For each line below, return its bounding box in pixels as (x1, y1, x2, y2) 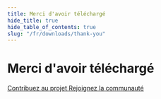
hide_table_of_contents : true (7, 23, 97, 30)
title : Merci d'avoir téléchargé (7, 10, 106, 18)
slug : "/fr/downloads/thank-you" (7, 30, 106, 37)
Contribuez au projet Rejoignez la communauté (7, 84, 144, 93)
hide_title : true (7, 17, 59, 24)
